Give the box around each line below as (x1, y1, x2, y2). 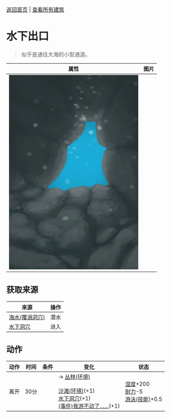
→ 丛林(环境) (58, 373, 91, 380)
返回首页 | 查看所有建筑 (6, 6, 65, 13)
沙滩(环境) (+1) (58, 387, 95, 394)
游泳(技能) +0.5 (125, 395, 163, 403)
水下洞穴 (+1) (58, 395, 91, 402)
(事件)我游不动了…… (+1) (58, 402, 120, 409)
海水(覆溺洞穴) (8, 313, 45, 321)
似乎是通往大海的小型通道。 (21, 50, 91, 58)
